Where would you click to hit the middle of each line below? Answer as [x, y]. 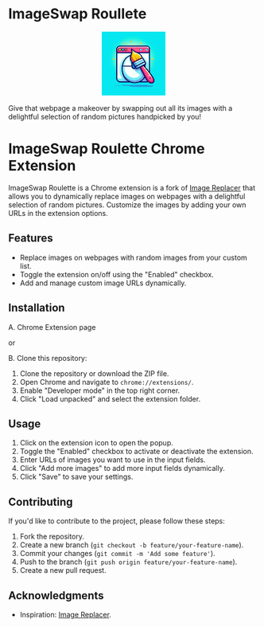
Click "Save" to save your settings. [76, 477]
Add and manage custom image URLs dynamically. [103, 283]
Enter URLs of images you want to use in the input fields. [113, 460]
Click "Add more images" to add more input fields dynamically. [122, 468]
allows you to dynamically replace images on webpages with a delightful [127, 196]
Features [31, 239]
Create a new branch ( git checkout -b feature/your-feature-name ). [132, 545]
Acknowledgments [56, 596]
